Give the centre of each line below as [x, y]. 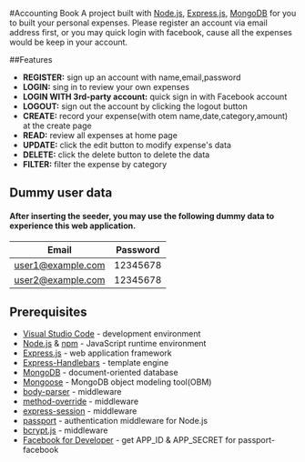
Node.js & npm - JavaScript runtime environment [114, 344]
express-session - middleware [80, 411]
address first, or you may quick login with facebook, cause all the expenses [151, 32]
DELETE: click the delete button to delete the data [116, 155]
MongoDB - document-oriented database [101, 373]
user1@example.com [60, 265]
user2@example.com [60, 279]
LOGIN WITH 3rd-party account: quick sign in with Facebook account [155, 96]
